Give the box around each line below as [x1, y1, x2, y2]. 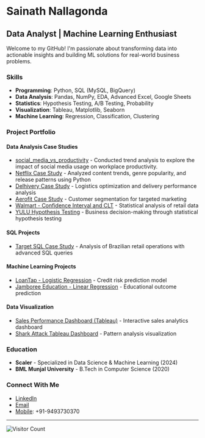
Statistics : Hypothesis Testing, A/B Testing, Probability [15, 99, 154, 107]
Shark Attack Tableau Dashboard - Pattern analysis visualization [15, 330, 177, 337]
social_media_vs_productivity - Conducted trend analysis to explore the [15, 157, 195, 164]
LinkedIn [15, 395, 37, 402]
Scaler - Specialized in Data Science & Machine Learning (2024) [15, 359, 178, 367]
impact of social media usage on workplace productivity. [15, 163, 158, 170]
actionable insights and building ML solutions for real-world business [6, 51, 180, 59]
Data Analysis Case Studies [6, 143, 78, 150]
